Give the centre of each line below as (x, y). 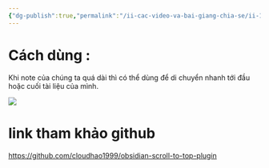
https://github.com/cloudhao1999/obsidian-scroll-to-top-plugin (113, 155)
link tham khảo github (82, 133)
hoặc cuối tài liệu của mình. (53, 86)
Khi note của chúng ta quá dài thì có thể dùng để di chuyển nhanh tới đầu (129, 78)
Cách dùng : (49, 55)
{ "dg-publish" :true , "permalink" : (64, 16)
